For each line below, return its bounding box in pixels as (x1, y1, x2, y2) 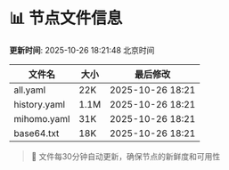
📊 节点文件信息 (9, 8, 123, 28)
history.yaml (13, 98, 65, 110)
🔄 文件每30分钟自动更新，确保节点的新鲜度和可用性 (30, 150, 221, 161)
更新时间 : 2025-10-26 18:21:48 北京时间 (9, 45, 155, 55)
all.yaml (13, 84, 46, 96)
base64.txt (13, 126, 60, 139)
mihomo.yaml (13, 112, 70, 125)
